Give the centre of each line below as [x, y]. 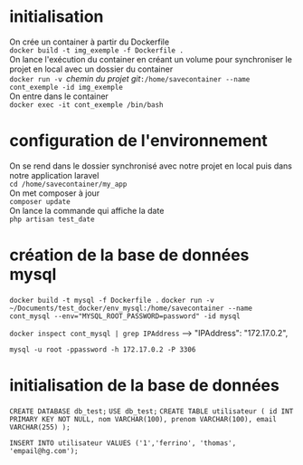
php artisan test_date [52, 219]
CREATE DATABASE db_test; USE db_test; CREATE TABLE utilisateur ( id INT [151, 411]
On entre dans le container [59, 96]
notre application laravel [54, 175]
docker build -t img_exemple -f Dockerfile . [96, 50]
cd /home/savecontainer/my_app [68, 184]
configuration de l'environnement [139, 141]
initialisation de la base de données [145, 385]
